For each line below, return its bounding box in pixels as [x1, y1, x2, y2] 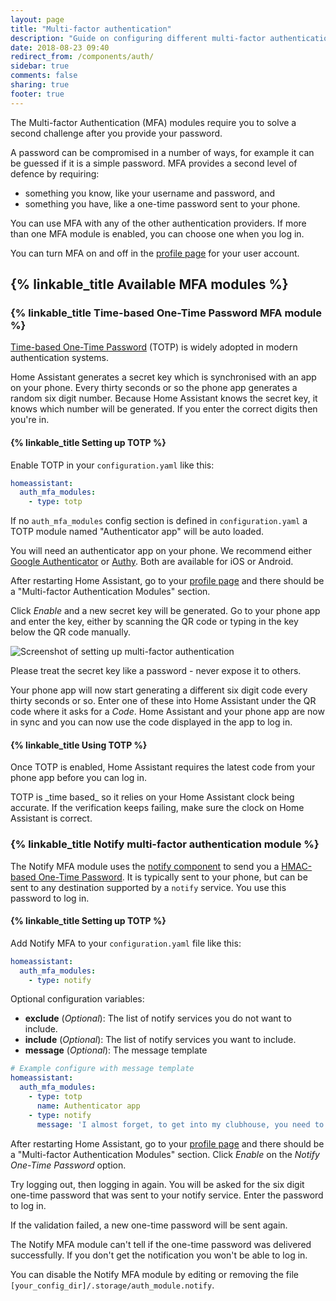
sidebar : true [10, 61, 70, 71]
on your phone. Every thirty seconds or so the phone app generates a [10, 382, 298, 394]
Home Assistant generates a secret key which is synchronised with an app [10, 371, 317, 383]
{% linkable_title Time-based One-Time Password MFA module [10, 306, 323, 320]
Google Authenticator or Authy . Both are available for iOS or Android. [10, 556, 294, 568]
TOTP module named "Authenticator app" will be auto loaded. [10, 526, 265, 538]
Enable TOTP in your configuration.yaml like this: [10, 459, 215, 471]
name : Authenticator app [36, 1101, 141, 1111]
